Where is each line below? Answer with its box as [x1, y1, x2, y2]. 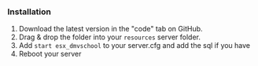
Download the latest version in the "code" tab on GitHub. [18, 24, 203, 34]
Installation [7, 6, 52, 17]
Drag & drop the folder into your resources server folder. [18, 32, 201, 42]
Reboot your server [18, 49, 82, 59]
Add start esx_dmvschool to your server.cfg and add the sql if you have [18, 41, 251, 50]
